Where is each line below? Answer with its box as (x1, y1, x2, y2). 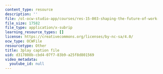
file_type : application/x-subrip (5, 25, 73, 30)
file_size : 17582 (5, 20, 40, 26)
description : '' (5, 12, 38, 17)
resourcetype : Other (5, 43, 47, 48)
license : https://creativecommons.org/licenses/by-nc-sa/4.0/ (5, 35, 133, 39)
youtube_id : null (9, 61, 45, 66)
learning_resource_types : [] (5, 30, 64, 35)
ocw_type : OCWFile (5, 39, 42, 44)
